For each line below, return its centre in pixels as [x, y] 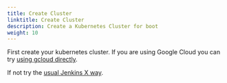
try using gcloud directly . [42, 60]
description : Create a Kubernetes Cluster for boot [83, 26]
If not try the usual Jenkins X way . [55, 73]
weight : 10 [23, 33]
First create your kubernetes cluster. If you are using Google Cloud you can [114, 52]
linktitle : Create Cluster [46, 20]
